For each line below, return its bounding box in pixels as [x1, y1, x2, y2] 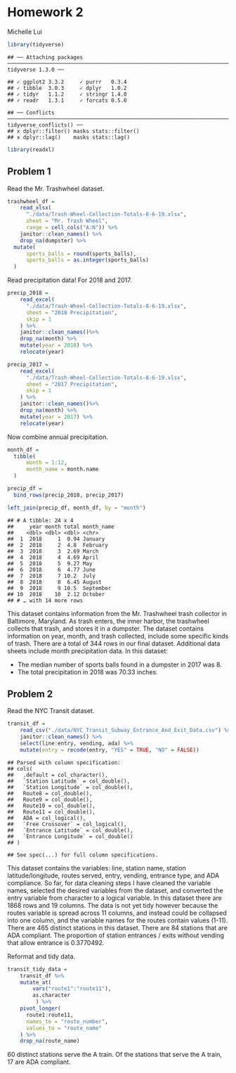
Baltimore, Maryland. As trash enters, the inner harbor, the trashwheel [7, 617, 209, 625]
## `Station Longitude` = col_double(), [7, 783, 133, 791]
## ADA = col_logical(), [7, 814, 86, 821]
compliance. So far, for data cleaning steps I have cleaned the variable [7, 878, 211, 887]
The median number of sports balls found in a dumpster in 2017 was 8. [17, 660, 223, 669]
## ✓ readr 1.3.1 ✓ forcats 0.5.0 [7, 96, 128, 104]
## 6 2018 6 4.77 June [7, 566, 96, 573]
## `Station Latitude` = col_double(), [7, 778, 131, 785]
